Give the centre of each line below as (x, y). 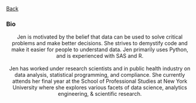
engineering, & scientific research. (100, 94)
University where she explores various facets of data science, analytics (100, 88)
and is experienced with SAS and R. (100, 56)
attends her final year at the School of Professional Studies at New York (100, 81)
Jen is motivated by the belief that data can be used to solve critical (100, 37)
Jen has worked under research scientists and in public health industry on (100, 68)
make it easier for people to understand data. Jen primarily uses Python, (100, 49)
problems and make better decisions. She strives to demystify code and (100, 43)
